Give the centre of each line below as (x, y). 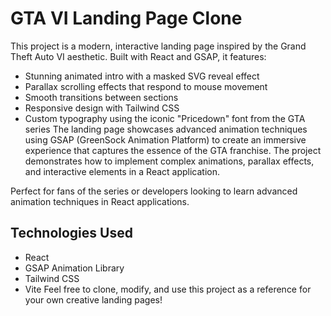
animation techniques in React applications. (100, 201)
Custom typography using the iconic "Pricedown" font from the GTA (165, 118)
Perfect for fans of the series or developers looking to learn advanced (154, 191)
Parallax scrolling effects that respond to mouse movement (146, 86)
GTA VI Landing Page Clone (126, 18)
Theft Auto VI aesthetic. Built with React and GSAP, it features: (138, 56)
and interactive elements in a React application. (122, 171)
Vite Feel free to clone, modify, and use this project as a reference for (168, 289)
